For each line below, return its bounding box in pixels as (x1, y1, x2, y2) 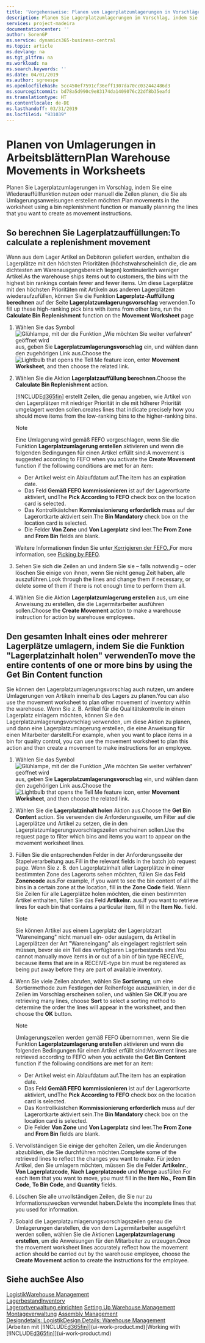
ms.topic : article (6, 43, 53, 50)
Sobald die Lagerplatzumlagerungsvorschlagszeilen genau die (15, 1218, 173, 1225)
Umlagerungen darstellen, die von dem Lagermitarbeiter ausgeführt (15, 1224, 186, 1231)
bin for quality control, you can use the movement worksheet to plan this (6, 738, 189, 745)
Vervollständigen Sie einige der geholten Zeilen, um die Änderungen (15, 1142, 187, 1149)
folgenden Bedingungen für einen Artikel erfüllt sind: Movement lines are (15, 1046, 197, 1054)
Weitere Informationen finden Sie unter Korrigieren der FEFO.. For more (15, 544, 193, 552)
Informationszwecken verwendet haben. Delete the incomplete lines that (15, 1199, 196, 1207)
